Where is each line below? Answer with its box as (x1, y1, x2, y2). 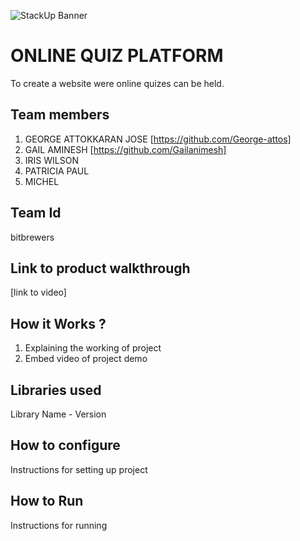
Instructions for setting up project (10, 463, 148, 475)
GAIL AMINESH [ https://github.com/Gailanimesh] (24, 143, 227, 155)
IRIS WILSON (24, 154, 79, 166)
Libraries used (10, 381, 102, 399)
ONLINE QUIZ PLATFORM (10, 45, 224, 67)
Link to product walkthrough (10, 260, 191, 277)
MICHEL (24, 175, 60, 187)
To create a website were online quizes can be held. (10, 77, 225, 89)
